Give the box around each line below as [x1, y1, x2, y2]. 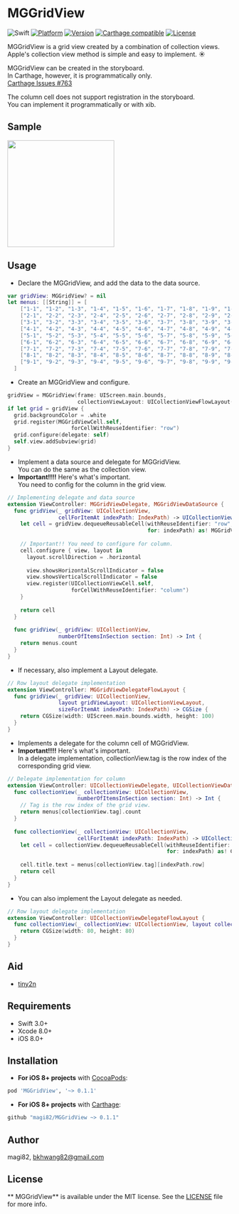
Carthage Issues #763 [7, 78, 73, 87]
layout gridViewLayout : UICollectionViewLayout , [58, 699, 205, 706]
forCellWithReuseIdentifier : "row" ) [70, 425, 180, 432]
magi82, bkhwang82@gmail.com [7, 1152, 105, 1161]
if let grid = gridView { [7, 404, 84, 412]
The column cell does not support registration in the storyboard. [7, 93, 196, 101]
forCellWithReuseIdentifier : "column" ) [70, 587, 190, 594]
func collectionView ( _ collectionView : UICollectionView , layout [14, 921, 212, 928]
